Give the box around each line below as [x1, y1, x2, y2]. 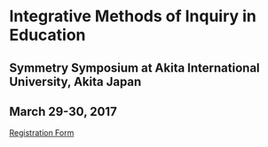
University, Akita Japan [9, 73, 142, 89]
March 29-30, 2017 [9, 104, 117, 119]
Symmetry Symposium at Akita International [9, 60, 260, 75]
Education [9, 25, 86, 45]
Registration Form [9, 128, 75, 138]
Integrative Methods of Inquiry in [9, 6, 257, 27]
